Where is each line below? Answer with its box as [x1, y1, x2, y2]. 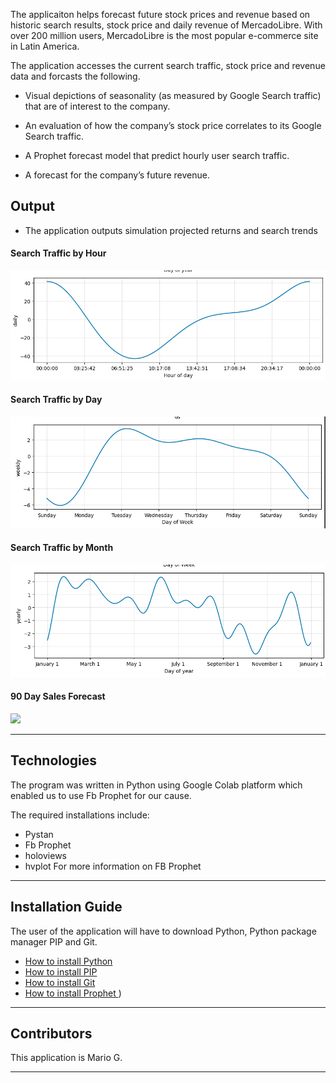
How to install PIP [24, 965, 98, 978]
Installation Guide [10, 899, 123, 916]
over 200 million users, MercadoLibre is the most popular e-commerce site [10, 30, 319, 41]
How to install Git [24, 976, 96, 988]
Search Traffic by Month [10, 542, 114, 554]
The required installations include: [10, 809, 150, 821]
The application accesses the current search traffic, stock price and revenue [10, 60, 326, 71]
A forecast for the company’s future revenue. [24, 169, 210, 181]
